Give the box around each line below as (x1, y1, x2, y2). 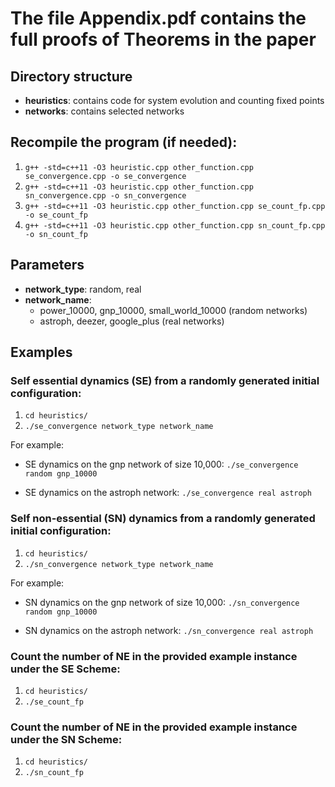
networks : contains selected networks (24, 105, 185, 117)
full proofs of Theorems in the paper (10, 28, 317, 51)
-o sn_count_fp (24, 229, 89, 239)
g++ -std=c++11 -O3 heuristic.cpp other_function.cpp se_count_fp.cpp (24, 201, 326, 211)
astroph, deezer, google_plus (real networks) (39, 315, 225, 327)
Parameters (10, 257, 85, 274)
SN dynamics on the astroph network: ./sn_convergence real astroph (24, 624, 314, 636)
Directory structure (10, 68, 133, 85)
